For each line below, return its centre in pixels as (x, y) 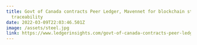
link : (13, 33)
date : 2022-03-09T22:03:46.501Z (45, 22)
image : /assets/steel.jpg (38, 28)
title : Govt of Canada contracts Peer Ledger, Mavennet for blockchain (95, 11)
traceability (27, 17)
